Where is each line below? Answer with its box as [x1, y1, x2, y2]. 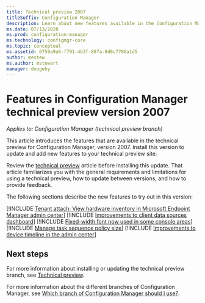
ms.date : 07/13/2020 [6, 26, 59, 32]
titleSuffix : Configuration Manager [6, 15, 99, 21]
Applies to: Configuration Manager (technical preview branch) [6, 125, 163, 133]
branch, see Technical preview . [6, 271, 85, 279]
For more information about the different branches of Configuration [6, 283, 175, 291]
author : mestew [6, 54, 45, 60]
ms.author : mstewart [6, 60, 59, 66]
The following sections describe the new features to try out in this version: [6, 193, 193, 200]
